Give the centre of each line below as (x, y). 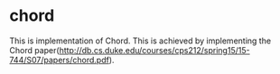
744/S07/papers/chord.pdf (60, 60)
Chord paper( (35, 50)
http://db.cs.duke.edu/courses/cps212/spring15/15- (154, 50)
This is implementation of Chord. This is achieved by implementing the (140, 41)
